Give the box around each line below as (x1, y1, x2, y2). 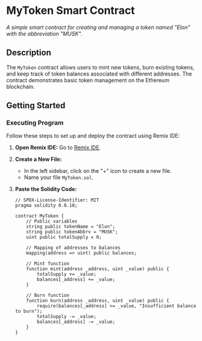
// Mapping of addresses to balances (26, 245, 121, 251)
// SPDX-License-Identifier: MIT (14, 197, 99, 203)
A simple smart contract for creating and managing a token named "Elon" (6, 24, 191, 31)
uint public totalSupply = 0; (26, 234, 102, 241)
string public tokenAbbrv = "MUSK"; (26, 229, 118, 235)
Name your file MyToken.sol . (24, 174, 93, 181)
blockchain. (6, 83, 35, 90)
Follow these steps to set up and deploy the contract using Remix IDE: (6, 132, 180, 140)
